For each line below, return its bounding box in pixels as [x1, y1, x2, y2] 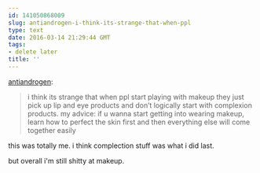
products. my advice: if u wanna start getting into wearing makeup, [27, 109, 245, 118]
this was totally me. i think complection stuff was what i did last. [8, 141, 214, 150]
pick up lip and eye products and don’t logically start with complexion [27, 100, 253, 110]
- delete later [8, 48, 58, 56]
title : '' [8, 56, 41, 64]
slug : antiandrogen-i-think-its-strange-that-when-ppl [8, 19, 192, 27]
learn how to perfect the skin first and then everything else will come [27, 117, 251, 127]
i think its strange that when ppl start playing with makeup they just [27, 92, 245, 101]
